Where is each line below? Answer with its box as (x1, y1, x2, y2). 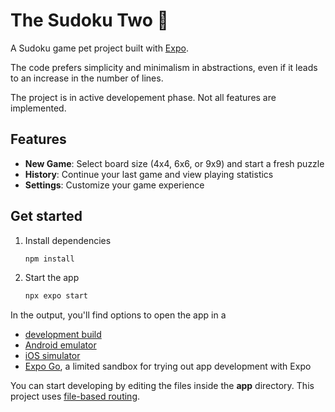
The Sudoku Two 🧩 (10, 9, 169, 32)
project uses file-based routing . (10, 390, 141, 403)
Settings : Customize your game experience (24, 179, 205, 191)
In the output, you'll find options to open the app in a (10, 309, 227, 321)
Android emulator (24, 339, 97, 351)
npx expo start (24, 291, 89, 301)
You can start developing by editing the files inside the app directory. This (10, 380, 315, 392)
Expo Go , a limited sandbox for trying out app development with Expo (24, 360, 312, 373)
